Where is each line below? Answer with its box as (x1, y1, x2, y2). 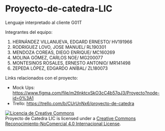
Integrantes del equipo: (5, 29, 53, 35)
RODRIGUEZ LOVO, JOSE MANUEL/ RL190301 (12, 44, 106, 50)
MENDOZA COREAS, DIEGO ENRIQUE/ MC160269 (12, 49, 115, 55)
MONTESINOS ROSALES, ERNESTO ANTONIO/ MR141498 (12, 60, 131, 66)
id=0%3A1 (12, 95, 34, 101)
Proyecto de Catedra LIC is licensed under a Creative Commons (5, 115, 136, 121)
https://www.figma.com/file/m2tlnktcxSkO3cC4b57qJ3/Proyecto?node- (12, 90, 160, 96)
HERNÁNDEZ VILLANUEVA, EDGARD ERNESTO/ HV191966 (12, 38, 133, 45)
